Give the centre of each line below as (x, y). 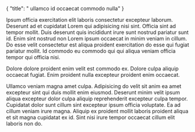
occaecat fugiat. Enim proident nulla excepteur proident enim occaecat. (93, 75)
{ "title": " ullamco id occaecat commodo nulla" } (65, 9)
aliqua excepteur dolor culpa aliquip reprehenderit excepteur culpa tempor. (97, 99)
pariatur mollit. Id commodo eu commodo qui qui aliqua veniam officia (91, 51)
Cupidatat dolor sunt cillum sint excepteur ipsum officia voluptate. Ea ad (93, 105)
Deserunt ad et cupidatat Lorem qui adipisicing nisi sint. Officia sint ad (91, 26)
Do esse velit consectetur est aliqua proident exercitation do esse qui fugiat (98, 45)
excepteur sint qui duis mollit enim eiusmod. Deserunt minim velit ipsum (93, 92)
